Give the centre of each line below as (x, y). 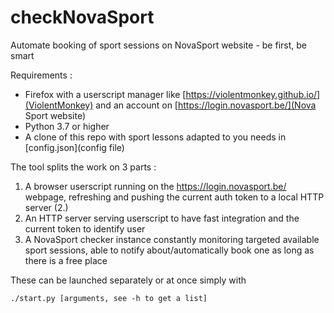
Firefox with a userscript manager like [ (105, 94)
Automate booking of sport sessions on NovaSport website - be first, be (158, 45)
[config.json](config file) (74, 147)
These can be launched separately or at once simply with (128, 280)
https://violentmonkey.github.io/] (253, 94)
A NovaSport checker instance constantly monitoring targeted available (172, 239)
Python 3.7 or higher (67, 126)
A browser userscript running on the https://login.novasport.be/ (155, 186)
